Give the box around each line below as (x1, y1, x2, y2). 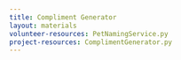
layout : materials (9, 21, 77, 30)
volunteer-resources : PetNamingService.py (9, 29, 169, 38)
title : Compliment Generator (9, 12, 117, 22)
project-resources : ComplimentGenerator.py (9, 37, 173, 47)
